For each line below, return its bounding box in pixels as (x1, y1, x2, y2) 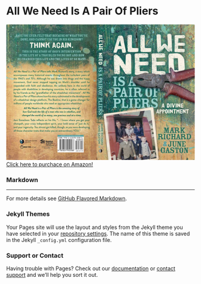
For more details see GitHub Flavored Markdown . (6, 195, 127, 202)
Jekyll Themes (6, 210, 50, 218)
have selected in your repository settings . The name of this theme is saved (6, 229, 190, 237)
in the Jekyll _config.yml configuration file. (6, 236, 112, 243)
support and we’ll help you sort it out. (6, 271, 98, 279)
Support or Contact (6, 251, 64, 259)
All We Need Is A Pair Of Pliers (6, 4, 159, 18)
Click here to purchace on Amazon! (6, 161, 93, 168)
